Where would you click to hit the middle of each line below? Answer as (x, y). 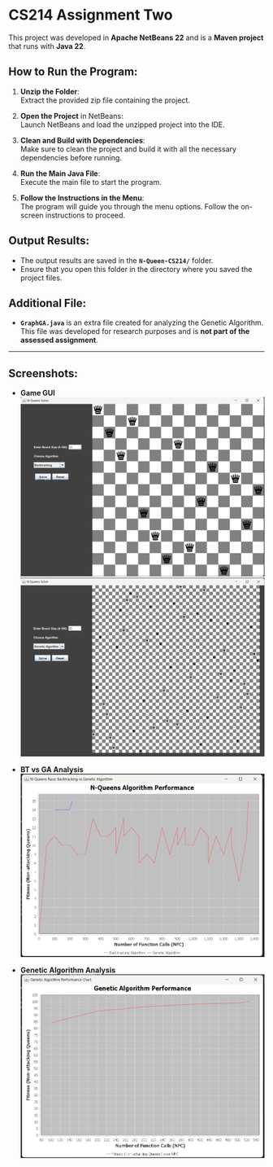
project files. (41, 278)
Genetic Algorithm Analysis (68, 970)
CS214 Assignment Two (91, 15)
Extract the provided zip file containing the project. (105, 100)
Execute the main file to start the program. (91, 182)
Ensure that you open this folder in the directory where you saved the (136, 269)
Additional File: (48, 303)
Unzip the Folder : (50, 91)
